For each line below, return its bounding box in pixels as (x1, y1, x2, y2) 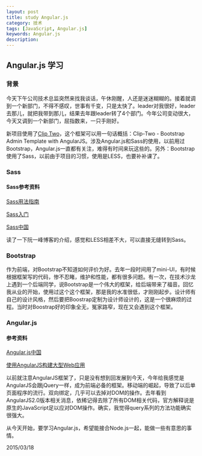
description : (6, 37, 39, 43)
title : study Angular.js (6, 14, 69, 20)
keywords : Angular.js (6, 31, 61, 37)
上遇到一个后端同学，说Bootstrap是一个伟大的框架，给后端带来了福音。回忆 (6, 281, 194, 288)
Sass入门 (6, 211, 29, 218)
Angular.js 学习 (6, 61, 64, 71)
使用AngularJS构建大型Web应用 (6, 361, 85, 369)
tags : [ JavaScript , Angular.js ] (6, 25, 87, 32)
